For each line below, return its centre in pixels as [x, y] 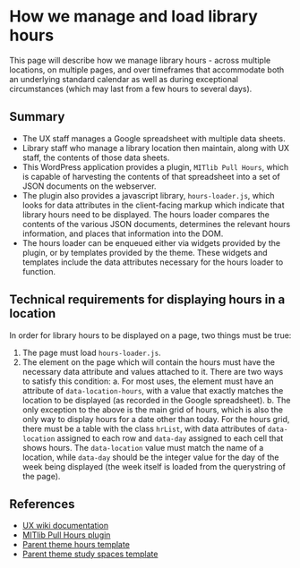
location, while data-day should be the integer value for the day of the [150, 457]
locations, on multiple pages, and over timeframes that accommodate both [147, 70]
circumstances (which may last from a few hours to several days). [131, 89]
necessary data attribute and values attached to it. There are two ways [153, 371]
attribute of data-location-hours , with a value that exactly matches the [153, 390]
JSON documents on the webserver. [89, 186]
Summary [37, 117]
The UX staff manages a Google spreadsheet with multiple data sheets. [154, 138]
